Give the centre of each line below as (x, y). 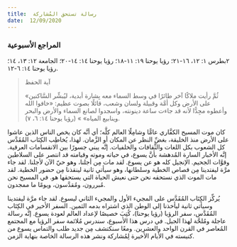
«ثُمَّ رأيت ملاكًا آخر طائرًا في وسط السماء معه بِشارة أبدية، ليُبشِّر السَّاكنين (121, 96)
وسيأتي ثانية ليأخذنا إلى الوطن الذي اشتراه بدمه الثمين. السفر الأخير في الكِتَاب (110, 205)
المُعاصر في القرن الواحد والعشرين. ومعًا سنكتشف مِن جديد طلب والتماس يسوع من (117, 228)
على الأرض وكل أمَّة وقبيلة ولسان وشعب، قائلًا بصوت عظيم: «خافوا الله (118, 103)
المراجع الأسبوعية (34, 45)
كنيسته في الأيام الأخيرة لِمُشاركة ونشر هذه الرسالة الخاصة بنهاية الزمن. (101, 236)
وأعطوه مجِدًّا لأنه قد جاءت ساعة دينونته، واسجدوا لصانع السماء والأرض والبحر (126, 110)
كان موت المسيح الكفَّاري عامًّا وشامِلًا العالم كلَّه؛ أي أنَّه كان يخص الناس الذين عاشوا (116, 132)
